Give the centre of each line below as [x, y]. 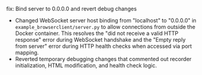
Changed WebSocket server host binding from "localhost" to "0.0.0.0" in [106, 20]
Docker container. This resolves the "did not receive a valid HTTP [97, 33]
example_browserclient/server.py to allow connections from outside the [105, 27]
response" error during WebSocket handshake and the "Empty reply [100, 40]
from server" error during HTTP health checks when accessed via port [103, 46]
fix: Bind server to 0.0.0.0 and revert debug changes [72, 9]
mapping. [27, 53]
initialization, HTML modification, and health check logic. [86, 65]
